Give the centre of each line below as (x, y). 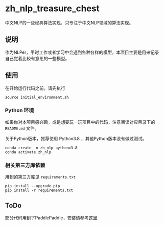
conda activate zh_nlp (28, 152)
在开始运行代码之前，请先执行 (35, 88)
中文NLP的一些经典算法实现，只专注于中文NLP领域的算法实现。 (69, 22)
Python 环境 (20, 111)
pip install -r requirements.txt (39, 191)
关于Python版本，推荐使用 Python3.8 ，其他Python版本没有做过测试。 (76, 138)
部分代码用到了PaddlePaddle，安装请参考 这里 (51, 218)
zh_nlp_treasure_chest (52, 9)
